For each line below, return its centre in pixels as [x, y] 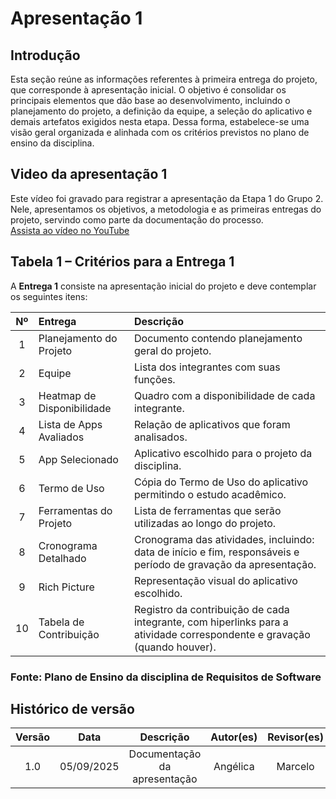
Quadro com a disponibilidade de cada [224, 395]
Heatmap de [67, 395]
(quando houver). [175, 647]
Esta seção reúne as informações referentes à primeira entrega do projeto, [164, 79]
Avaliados [61, 437]
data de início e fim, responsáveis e [216, 552]
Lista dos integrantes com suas [207, 367]
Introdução [45, 55]
